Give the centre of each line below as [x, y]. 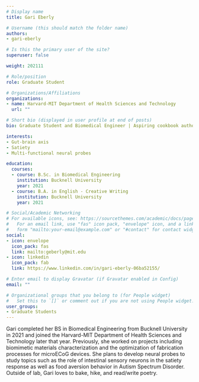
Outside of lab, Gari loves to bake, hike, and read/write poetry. [82, 373]
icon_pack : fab [30, 263]
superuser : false [28, 55]
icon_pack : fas [30, 246]
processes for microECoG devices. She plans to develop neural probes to [96, 354]
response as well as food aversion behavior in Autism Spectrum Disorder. [96, 367]
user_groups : [22, 307]
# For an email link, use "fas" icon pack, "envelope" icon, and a [94, 224]
